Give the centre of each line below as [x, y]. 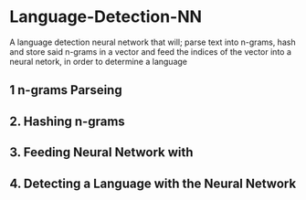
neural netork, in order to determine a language [98, 61]
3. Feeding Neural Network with [101, 153]
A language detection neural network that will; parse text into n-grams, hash [153, 42]
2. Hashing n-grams [67, 121]
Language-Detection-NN [106, 17]
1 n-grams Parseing [66, 90]
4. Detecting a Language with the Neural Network [153, 183]
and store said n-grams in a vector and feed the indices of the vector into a [151, 51]
